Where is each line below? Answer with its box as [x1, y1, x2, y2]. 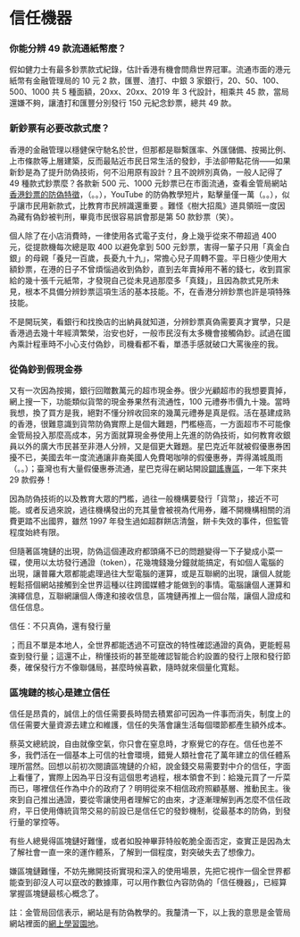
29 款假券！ [9, 474, 54, 485]
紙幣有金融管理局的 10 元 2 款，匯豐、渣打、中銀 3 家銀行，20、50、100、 [9, 75, 284, 86]
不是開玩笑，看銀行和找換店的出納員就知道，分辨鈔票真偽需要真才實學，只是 [9, 316, 291, 327]
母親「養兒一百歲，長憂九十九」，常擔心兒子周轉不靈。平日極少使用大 [32, 252, 287, 264]
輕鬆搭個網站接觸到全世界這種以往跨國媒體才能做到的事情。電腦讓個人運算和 [9, 580, 291, 590]
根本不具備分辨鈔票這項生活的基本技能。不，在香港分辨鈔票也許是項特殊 [24, 286, 291, 297]
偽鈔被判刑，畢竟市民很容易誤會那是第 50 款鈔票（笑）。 [32, 211, 239, 222]
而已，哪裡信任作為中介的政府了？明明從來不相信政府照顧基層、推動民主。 [9, 783, 283, 794]
